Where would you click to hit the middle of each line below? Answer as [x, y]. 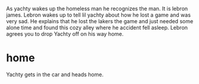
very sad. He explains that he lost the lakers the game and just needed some [100, 21]
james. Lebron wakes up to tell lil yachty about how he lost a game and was [99, 15]
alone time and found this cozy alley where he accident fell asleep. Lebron [97, 27]
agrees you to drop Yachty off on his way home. [65, 34]
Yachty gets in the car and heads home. [55, 74]
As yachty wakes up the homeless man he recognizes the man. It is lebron [97, 9]
